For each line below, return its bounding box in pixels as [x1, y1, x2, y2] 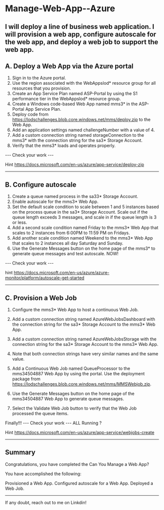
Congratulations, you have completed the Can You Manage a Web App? [5, 461, 149, 467]
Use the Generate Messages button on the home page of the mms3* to [12, 245, 155, 251]
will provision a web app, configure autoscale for [5, 30, 156, 38]
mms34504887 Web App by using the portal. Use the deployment [12, 371, 145, 377]
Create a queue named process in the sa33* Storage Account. [12, 194, 138, 199]
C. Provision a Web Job [5, 293, 77, 302]
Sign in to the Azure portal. [12, 75, 66, 81]
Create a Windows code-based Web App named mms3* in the [12, 101, 138, 107]
